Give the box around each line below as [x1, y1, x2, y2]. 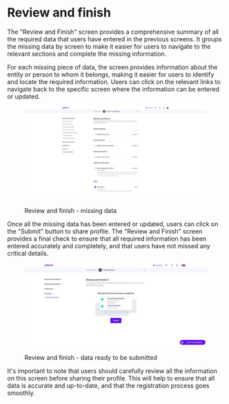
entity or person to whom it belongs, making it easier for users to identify [7, 70, 215, 79]
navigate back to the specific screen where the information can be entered [7, 85, 219, 93]
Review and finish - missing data [24, 206, 117, 214]
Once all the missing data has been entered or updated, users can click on [7, 219, 219, 228]
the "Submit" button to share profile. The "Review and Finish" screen [7, 227, 203, 235]
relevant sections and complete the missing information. [7, 50, 167, 58]
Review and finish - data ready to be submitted [24, 353, 157, 361]
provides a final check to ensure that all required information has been [7, 234, 207, 243]
